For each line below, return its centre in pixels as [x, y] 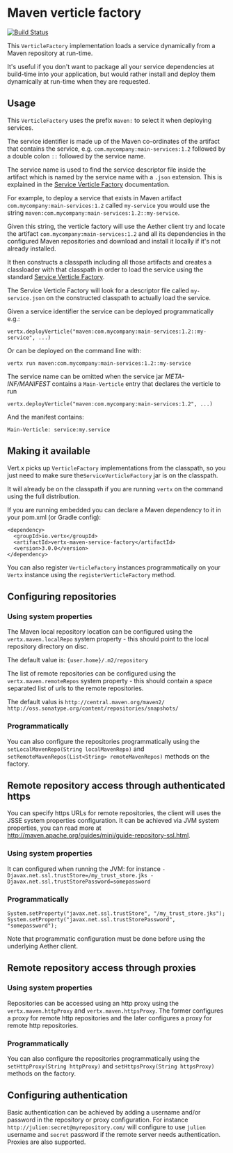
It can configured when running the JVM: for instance [84, 869]
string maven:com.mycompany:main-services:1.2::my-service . [94, 213]
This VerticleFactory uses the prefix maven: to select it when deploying [110, 120]
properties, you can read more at [55, 828]
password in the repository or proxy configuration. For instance [98, 1119]
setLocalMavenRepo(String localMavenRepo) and [76, 749]
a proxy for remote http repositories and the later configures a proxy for [110, 1018]
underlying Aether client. [43, 946]
